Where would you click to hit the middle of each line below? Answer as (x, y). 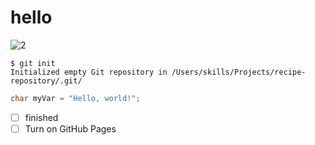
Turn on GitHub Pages (70, 128)
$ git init (33, 63)
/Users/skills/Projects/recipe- (239, 72)
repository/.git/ (46, 81)
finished (41, 117)
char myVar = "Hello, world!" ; (75, 98)
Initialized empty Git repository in (89, 72)
